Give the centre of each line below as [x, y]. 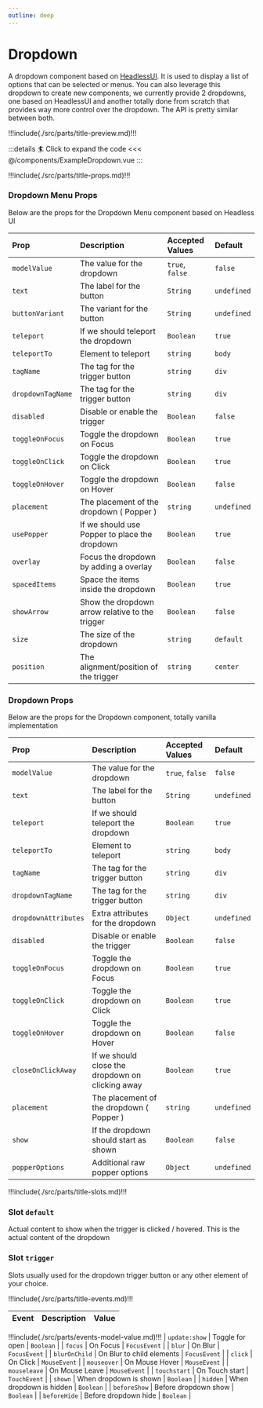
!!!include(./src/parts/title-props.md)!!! [69, 175]
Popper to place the [116, 534]
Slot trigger [31, 1258]
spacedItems [34, 584]
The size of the [107, 635]
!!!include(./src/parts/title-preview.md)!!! [72, 133]
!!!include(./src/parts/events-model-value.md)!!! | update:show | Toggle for [127, 1337]
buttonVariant [38, 313]
